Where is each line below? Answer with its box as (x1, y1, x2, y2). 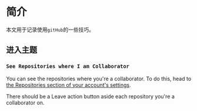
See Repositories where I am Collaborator (6, 63, 129, 70)
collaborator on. (6, 99, 45, 106)
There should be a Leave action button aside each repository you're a (6, 93, 175, 100)
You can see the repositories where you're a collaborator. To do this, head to (6, 75, 192, 82)
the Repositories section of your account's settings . (6, 81, 131, 89)
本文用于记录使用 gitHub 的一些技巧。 (6, 26, 94, 33)
